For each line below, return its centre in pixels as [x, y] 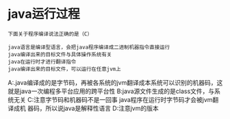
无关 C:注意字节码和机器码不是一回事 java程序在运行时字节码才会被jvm [113, 99]
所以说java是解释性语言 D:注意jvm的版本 [102, 108]
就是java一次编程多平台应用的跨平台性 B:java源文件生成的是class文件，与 [111, 91]
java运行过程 [44, 14]
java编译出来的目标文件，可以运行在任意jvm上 [65, 69]
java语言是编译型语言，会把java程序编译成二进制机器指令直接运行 [89, 47]
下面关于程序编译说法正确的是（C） [50, 34]
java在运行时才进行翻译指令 [42, 62]
